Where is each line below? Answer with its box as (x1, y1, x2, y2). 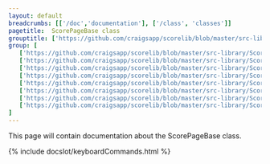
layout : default (8, 11, 63, 20)
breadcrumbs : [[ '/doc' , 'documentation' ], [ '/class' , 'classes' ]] (8, 19, 231, 27)
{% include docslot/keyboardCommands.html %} (8, 146, 171, 156)
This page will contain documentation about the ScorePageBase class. (8, 131, 242, 141)
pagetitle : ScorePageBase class (8, 27, 121, 35)
